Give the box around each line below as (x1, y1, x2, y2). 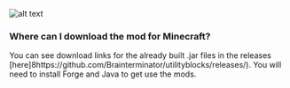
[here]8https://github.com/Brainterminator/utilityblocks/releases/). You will (9, 60, 282, 70)
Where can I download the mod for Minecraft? (9, 30, 211, 42)
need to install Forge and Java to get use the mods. (9, 69, 197, 79)
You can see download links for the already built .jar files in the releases (9, 50, 272, 61)
